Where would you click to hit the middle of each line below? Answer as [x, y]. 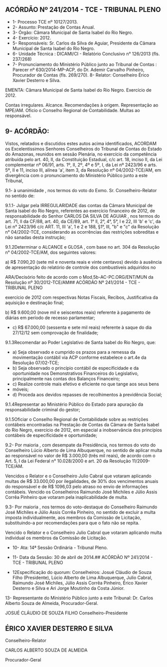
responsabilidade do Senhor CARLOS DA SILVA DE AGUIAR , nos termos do [83, 216]
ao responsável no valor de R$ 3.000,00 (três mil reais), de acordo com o [80, 455]
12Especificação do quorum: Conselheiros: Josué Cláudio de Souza [82, 572]
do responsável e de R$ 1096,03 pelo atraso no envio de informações [77, 486]
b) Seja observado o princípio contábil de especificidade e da [76, 368]
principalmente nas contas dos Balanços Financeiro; [66, 378]
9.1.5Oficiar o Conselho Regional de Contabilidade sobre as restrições [77, 419]
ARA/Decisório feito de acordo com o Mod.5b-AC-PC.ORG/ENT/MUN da [79, 277]
